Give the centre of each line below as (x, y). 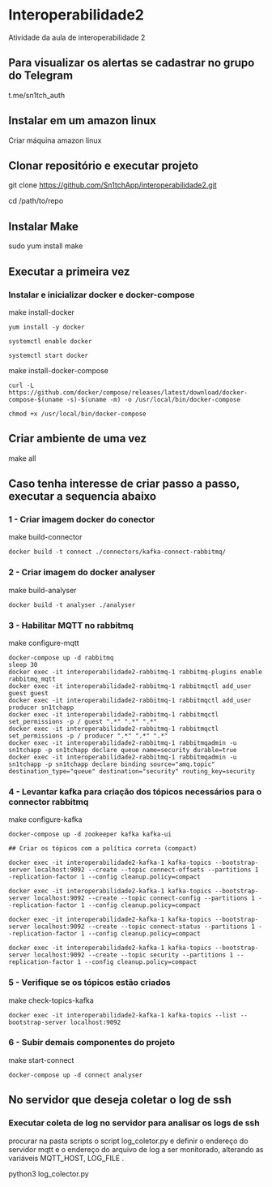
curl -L (21, 385)
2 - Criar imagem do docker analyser (82, 572)
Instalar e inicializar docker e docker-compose (102, 295)
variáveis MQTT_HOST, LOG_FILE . (66, 1158)
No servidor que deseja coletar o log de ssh (120, 1100)
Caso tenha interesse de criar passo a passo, (124, 484)
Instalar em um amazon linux (82, 120)
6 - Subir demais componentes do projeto (92, 1043)
